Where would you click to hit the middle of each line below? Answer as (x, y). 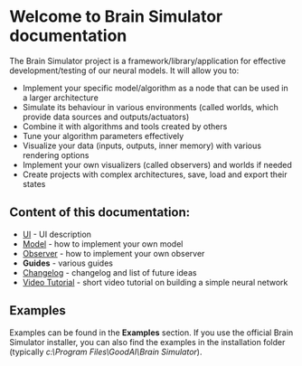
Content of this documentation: (100, 213)
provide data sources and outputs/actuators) (106, 117)
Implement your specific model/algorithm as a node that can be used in (156, 88)
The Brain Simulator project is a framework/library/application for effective (148, 61)
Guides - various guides (67, 263)
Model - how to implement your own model (103, 244)
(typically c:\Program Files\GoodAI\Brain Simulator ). (106, 352)
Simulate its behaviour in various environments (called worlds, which (150, 107)
